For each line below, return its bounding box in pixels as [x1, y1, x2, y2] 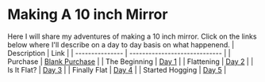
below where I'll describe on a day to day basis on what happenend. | [7, 39, 235, 49]
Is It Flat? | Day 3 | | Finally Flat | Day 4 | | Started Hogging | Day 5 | [7, 65, 227, 74]
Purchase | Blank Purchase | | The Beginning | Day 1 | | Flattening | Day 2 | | [7, 57, 254, 66]
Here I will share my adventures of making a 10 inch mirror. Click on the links [7, 32, 257, 41]
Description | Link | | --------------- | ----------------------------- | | [7, 48, 231, 58]
